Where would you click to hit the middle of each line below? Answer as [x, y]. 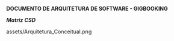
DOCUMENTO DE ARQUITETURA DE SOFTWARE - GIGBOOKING [87, 9]
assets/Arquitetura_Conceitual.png [49, 31]
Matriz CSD [21, 20]
